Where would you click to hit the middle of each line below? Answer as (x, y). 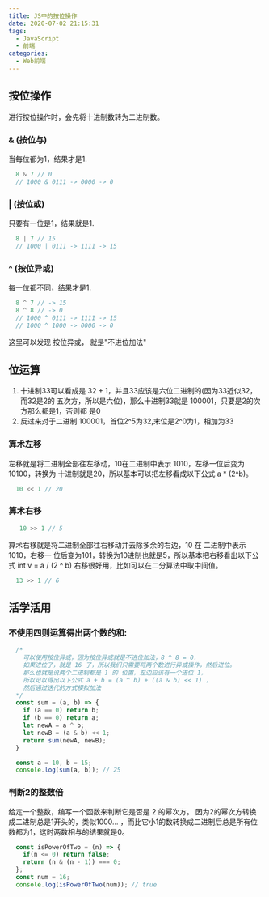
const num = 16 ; (43, 878)
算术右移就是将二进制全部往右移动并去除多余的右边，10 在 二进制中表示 (127, 545)
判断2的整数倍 (36, 793)
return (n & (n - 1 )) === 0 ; (72, 862)
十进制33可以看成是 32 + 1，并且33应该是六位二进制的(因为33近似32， (138, 391)
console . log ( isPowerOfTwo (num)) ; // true (86, 884)
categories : (28, 53)
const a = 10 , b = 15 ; (54, 763)
